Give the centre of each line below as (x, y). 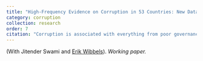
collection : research (34, 23)
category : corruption (34, 18)
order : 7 (17, 29)
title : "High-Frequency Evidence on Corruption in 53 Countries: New (96, 12)
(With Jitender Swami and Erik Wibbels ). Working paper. (76, 51)
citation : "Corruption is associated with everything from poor (89, 34)
